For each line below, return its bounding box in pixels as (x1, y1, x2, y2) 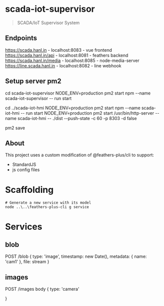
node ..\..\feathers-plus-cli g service (5, 205, 90, 210)
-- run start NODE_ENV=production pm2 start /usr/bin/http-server (20, 110, 154, 116)
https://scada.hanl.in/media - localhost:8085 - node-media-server (5, 58, 139, 63)
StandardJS (12, 161, 36, 168)
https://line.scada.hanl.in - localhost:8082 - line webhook (5, 62, 122, 68)
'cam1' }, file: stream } (5, 259, 49, 265)
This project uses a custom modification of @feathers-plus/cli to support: (5, 152, 154, 158)
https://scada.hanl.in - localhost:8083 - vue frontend (5, 47, 112, 53)
